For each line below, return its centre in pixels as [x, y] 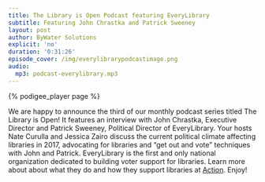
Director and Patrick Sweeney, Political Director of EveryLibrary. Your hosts [130, 128]
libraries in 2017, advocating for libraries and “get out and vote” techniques [129, 144]
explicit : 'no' [33, 45]
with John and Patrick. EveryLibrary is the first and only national [112, 153]
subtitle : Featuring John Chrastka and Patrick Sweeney [102, 23]
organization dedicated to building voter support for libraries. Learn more [127, 161]
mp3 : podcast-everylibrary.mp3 [67, 74]
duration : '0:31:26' [42, 52]
